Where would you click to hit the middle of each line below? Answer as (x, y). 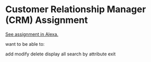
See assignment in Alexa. (32, 34)
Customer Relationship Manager (76, 9)
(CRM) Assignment (47, 20)
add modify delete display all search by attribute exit (61, 54)
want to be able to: (25, 44)
